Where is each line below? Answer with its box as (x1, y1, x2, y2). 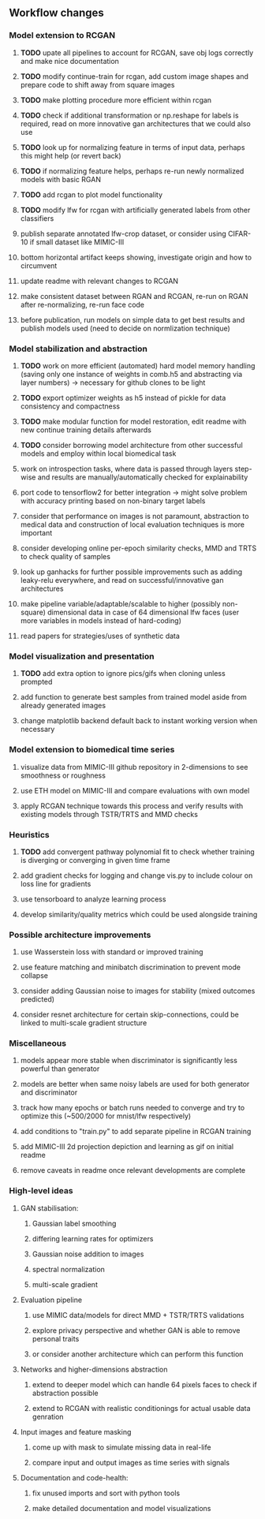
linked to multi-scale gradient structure (20, 1018, 147, 1028)
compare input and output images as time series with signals (32, 1457, 230, 1467)
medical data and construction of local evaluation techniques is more (20, 520, 245, 529)
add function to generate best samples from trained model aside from (20, 692, 248, 702)
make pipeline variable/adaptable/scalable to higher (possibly (20, 599, 221, 608)
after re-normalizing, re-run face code (20, 300, 145, 309)
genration (32, 1412, 64, 1421)
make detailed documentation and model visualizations (32, 1503, 211, 1513)
